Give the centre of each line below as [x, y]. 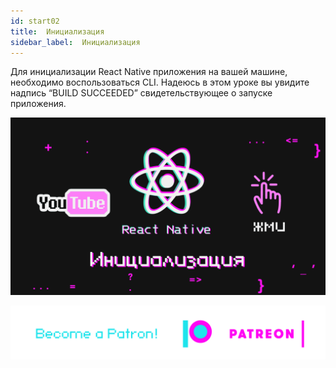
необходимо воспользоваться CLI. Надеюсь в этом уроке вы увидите [160, 82]
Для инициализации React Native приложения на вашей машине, [149, 72]
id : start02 [35, 21]
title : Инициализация [57, 31]
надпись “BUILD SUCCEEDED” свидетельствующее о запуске [141, 93]
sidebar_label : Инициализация [75, 42]
